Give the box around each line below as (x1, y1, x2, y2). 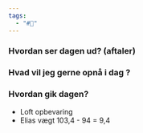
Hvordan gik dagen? (8, 89, 89, 100)
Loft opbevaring (19, 107, 74, 116)
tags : (8, 11, 27, 20)
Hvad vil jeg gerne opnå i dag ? (8, 67, 131, 79)
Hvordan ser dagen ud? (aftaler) (8, 46, 137, 57)
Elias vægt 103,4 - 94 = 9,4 (19, 115, 111, 125)
